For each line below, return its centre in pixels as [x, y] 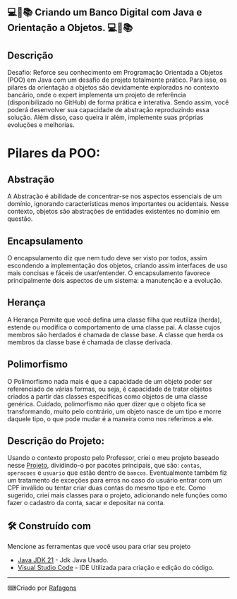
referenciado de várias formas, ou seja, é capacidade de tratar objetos [110, 389]
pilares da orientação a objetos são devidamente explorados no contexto [113, 87]
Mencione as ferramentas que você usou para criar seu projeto [99, 547]
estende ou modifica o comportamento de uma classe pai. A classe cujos [114, 327]
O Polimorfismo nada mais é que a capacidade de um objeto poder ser [110, 381]
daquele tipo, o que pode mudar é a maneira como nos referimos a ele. [110, 418]
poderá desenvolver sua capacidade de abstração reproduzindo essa [108, 110]
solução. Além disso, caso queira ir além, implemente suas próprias [105, 117]
